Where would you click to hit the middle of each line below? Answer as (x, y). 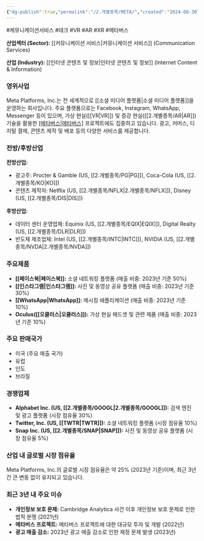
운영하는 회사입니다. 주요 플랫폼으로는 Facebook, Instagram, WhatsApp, (93, 108)
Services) (18, 50)
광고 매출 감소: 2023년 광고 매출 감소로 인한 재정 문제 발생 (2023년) (95, 532)
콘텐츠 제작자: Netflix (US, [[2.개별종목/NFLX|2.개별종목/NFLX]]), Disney (103, 191)
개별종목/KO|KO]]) (37, 183)
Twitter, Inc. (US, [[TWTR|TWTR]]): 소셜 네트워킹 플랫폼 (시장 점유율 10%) (106, 423)
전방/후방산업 (25, 148)
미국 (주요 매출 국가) (39, 353)
